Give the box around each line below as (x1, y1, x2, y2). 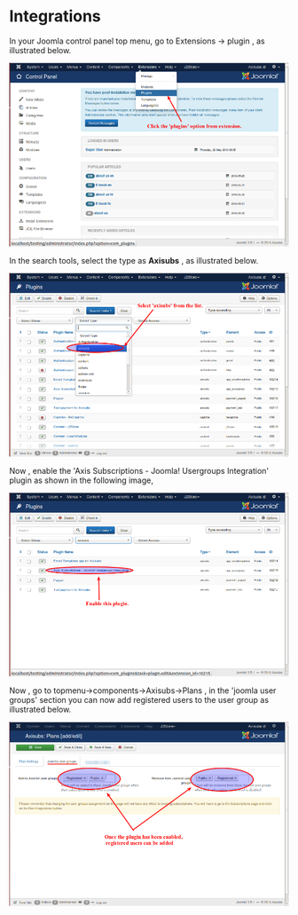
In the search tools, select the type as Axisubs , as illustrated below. (9, 256, 259, 266)
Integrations (9, 6, 102, 27)
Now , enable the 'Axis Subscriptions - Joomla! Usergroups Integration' (9, 466, 270, 477)
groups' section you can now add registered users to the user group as (9, 695, 269, 706)
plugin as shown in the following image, (9, 475, 153, 485)
